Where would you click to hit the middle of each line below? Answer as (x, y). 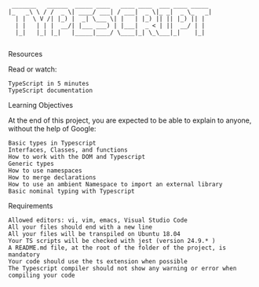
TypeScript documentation (50, 90)
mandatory (24, 255)
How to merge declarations (52, 178)
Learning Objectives (40, 105)
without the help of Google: (52, 129)
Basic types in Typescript (52, 143)
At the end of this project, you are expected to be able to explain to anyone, (130, 120)
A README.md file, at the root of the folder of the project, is (117, 248)
